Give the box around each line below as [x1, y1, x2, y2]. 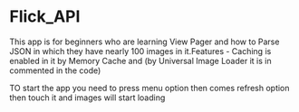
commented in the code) [9, 65, 101, 76]
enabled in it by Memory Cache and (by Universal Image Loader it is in [9, 55, 272, 66]
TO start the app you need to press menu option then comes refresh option [9, 82, 290, 93]
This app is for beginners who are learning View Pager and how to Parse [9, 36, 280, 47]
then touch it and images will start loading [9, 92, 166, 103]
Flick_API [9, 6, 81, 27]
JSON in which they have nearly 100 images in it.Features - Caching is [9, 45, 272, 56]
